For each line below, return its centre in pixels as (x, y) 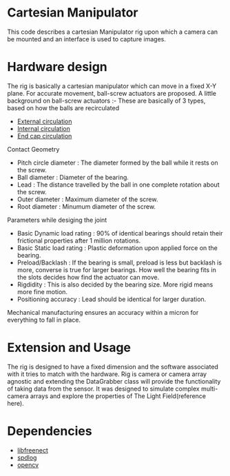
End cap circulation (44, 136)
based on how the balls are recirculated (63, 107)
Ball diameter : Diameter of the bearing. (73, 177)
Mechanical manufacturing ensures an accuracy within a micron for (103, 312)
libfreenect (32, 450)
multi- (209, 389)
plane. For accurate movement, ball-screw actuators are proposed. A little (112, 93)
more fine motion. (42, 291)
